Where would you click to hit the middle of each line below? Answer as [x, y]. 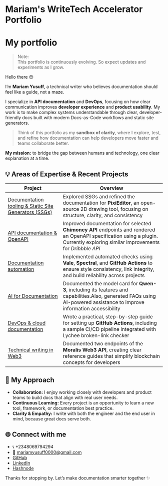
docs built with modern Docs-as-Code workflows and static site [88, 118]
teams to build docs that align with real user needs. [65, 397]
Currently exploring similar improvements [111, 242]
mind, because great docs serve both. [51, 418]
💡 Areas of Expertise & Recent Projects [67, 174]
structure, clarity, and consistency [103, 215]
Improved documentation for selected [107, 223]
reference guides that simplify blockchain [111, 356]
